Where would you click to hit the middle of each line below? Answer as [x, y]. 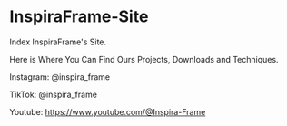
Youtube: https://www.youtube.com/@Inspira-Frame [108, 111]
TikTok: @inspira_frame [54, 94]
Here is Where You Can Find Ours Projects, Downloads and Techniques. [144, 59]
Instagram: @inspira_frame [60, 77]
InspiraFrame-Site [79, 17]
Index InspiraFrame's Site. [58, 42]
